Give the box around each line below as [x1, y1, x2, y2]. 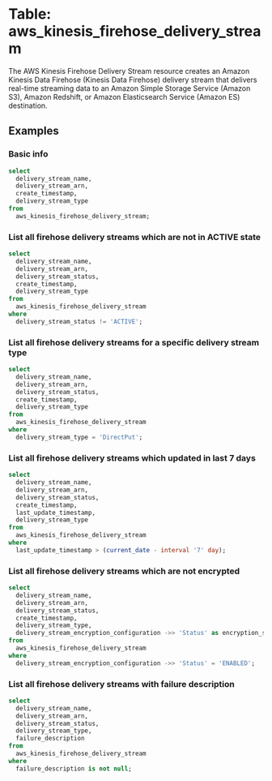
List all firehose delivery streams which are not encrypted [8, 565, 240, 577]
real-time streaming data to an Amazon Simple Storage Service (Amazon [8, 83, 251, 93]
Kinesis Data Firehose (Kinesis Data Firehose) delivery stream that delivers [8, 75, 257, 84]
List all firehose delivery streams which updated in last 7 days [8, 452, 257, 463]
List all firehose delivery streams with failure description [8, 678, 235, 689]
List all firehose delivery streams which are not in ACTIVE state [8, 231, 261, 242]
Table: [8, 5, 52, 24]
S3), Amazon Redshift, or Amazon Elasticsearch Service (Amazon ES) [8, 92, 240, 101]
